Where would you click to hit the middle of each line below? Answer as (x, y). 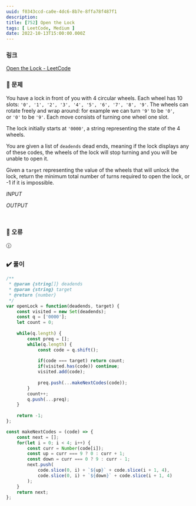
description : (22, 17)
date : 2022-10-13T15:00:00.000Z (46, 34)
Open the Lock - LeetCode (39, 68)
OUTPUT (17, 205)
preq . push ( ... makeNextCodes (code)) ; (82, 383)
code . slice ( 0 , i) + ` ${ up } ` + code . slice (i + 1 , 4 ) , (104, 470)
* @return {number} (33, 295)
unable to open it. (27, 158)
